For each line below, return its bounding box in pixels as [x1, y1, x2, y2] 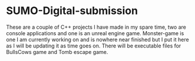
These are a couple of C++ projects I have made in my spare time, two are [6, 23, 187, 30]
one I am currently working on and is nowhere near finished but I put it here [6, 36, 190, 43]
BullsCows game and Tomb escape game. [6, 48, 108, 55]
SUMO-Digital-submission [6, 4, 138, 18]
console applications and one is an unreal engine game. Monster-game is [6, 29, 184, 36]
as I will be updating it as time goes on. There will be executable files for [6, 42, 181, 49]
